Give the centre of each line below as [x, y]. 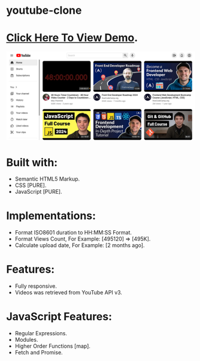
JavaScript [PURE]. [39, 192]
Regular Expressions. [41, 333]
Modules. [26, 340]
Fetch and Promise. [39, 353]
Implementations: [51, 216]
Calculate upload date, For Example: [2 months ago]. [80, 245]
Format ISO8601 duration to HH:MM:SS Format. [73, 233]
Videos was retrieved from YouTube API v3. [69, 293]
